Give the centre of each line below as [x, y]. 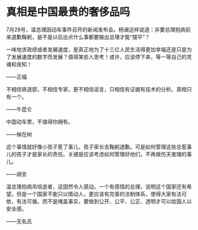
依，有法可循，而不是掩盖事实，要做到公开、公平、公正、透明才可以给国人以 [99, 201]
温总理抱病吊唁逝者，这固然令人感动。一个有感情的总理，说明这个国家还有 [96, 186]
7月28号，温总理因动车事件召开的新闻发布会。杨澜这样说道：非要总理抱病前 [99, 29]
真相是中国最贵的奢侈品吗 [68, 12]
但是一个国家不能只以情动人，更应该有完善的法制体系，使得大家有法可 [101, 194]
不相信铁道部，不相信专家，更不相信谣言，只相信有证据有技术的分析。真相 [96, 89]
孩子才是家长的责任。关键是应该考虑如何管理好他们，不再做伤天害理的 [101, 154]
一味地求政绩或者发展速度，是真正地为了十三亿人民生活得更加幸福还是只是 [96, 49]
